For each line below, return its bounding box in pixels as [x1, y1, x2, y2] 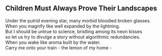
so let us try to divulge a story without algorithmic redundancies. [5, 34, 141, 40]
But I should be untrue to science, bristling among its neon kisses [5, 28, 143, 35]
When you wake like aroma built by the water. [5, 39, 101, 45]
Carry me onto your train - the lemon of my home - [5, 44, 112, 50]
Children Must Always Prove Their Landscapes [5, 4, 157, 13]
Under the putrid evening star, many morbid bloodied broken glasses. [5, 17, 151, 23]
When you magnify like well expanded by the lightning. [5, 23, 120, 29]
